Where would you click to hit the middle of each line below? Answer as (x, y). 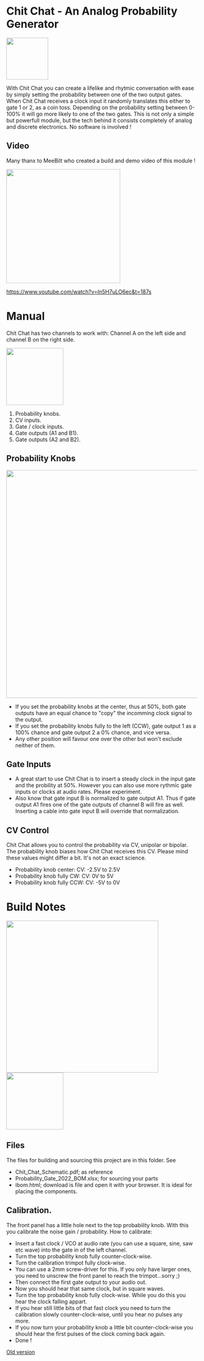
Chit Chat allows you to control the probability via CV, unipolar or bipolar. (97, 845)
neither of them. (35, 745)
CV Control (28, 830)
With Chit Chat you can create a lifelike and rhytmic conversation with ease (100, 88)
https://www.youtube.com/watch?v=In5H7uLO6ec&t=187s (79, 291)
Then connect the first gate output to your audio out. (81, 1282)
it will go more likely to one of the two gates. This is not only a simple (108, 114)
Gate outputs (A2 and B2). (48, 439)
